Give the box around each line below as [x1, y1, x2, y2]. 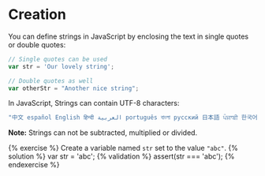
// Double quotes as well [8, 77, 93, 84]
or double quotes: [8, 39, 66, 49]
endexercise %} [8, 160, 60, 170]
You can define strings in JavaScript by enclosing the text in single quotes [8, 32, 249, 41]
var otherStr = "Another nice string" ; [8, 84, 140, 92]
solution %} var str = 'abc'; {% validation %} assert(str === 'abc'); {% [8, 152, 235, 161]
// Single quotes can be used [8, 55, 108, 63]
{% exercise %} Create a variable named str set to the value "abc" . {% [8, 144, 238, 153]
